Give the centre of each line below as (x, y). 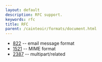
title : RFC (17, 24)
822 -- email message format (44, 43)
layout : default (22, 10)
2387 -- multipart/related (39, 54)
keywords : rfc (20, 19)
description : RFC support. (34, 15)
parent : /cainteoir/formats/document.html (51, 29)
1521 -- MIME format (34, 49)
